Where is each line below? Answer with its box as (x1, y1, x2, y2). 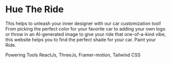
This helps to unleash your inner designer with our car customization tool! (5, 20, 161, 26)
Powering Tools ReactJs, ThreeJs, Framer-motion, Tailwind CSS (5, 52, 141, 58)
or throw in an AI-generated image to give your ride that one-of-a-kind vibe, (5, 31, 166, 37)
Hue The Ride (5, 4, 64, 15)
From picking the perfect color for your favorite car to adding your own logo (5, 25, 166, 31)
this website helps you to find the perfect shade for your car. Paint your (5, 37, 156, 43)
